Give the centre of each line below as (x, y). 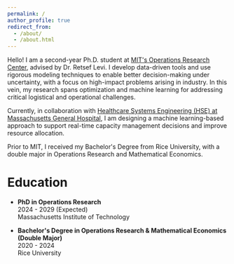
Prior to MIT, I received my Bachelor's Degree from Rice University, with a (113, 147)
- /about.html (34, 40)
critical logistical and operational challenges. (71, 97)
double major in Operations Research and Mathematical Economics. (105, 154)
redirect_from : (29, 27)
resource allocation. (36, 133)
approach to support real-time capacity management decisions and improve (117, 126)
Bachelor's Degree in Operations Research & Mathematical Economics (122, 231)
